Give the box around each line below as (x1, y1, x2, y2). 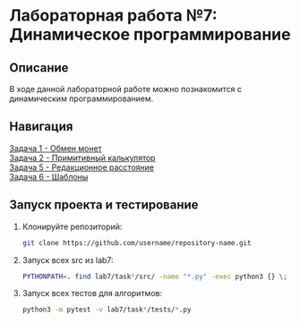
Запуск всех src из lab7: (21, 254, 114, 265)
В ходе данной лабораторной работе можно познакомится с (9, 84, 242, 94)
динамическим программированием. (9, 93, 154, 104)
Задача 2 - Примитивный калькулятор (9, 152, 156, 163)
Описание (9, 60, 69, 75)
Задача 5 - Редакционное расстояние (9, 162, 155, 173)
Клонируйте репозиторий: (21, 221, 123, 232)
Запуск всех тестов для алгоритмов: (21, 288, 163, 299)
